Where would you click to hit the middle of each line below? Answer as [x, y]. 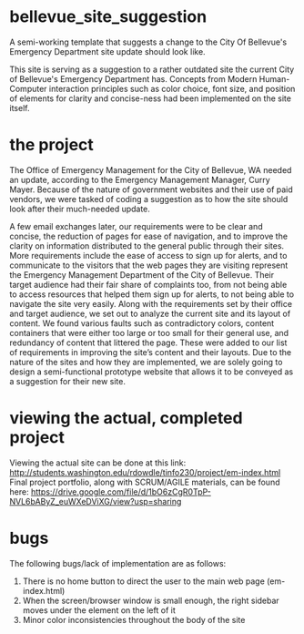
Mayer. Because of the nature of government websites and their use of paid [151, 189]
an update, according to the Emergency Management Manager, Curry [140, 179]
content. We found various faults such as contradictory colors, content [142, 323]
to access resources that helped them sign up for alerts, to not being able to [152, 294]
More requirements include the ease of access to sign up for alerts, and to [148, 255]
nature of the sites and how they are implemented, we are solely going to [146, 362]
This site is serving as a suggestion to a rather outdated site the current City [152, 69]
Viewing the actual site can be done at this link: [98, 463]
